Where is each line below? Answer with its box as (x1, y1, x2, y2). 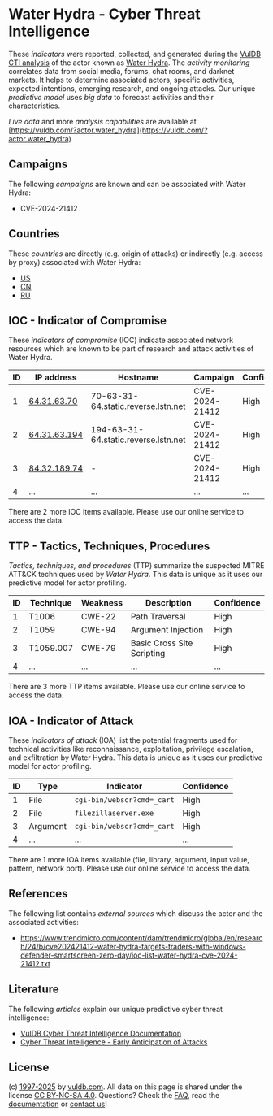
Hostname (117, 371, 159, 383)
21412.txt (19, 958, 51, 968)
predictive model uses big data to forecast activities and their (8, 92, 214, 102)
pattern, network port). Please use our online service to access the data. (8, 863, 251, 873)
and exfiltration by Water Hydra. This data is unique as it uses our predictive (8, 753, 262, 762)
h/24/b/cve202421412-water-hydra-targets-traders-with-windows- (19, 941, 246, 951)
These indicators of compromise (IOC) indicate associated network (8, 335, 234, 345)
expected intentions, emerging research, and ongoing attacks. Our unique (8, 83, 256, 93)
